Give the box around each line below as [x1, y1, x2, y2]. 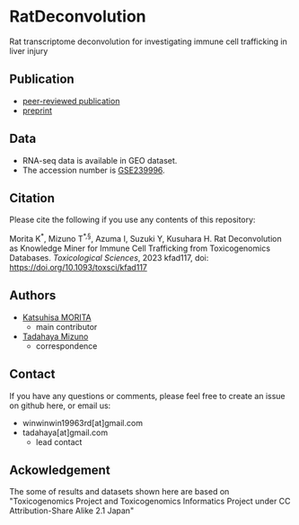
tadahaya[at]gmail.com [22, 427, 109, 438]
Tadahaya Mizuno [22, 331, 89, 342]
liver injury [9, 45, 48, 56]
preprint [22, 105, 52, 116]
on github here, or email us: [9, 400, 111, 411]
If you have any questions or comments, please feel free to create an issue [9, 390, 286, 401]
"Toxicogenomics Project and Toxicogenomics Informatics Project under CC [9, 496, 291, 507]
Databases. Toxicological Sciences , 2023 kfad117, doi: [9, 253, 209, 263]
